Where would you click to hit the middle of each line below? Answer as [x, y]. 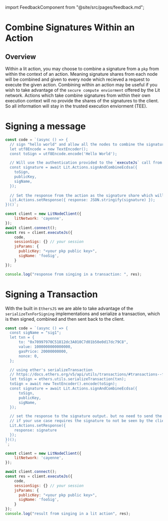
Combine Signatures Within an [70, 28]
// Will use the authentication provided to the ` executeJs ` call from [86, 163]
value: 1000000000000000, [45, 347]
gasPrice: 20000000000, [43, 351]
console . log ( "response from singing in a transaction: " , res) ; [73, 274]
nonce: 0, [28, 356]
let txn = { [22, 338]
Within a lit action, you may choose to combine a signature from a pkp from [82, 69]
